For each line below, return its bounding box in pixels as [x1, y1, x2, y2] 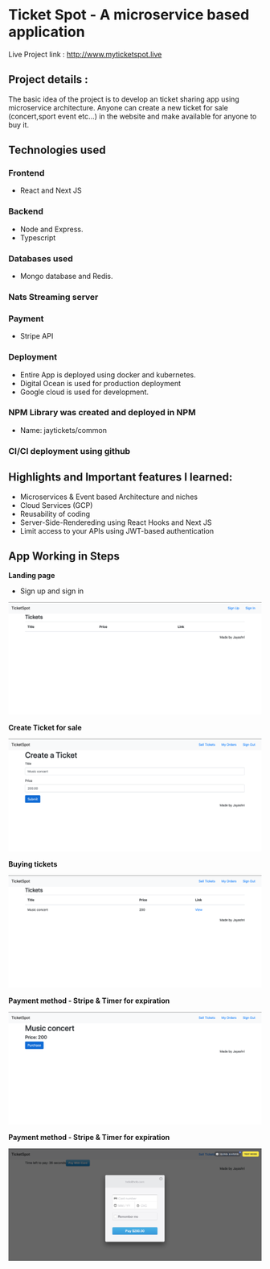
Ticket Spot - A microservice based [8, 6, 250, 24]
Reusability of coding [19, 509, 91, 518]
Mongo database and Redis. [19, 272, 114, 281]
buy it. [8, 119, 30, 130]
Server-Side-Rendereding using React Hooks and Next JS [19, 518, 212, 527]
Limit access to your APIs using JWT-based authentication [19, 526, 215, 535]
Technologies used [8, 144, 106, 157]
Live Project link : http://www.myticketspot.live [8, 49, 162, 59]
